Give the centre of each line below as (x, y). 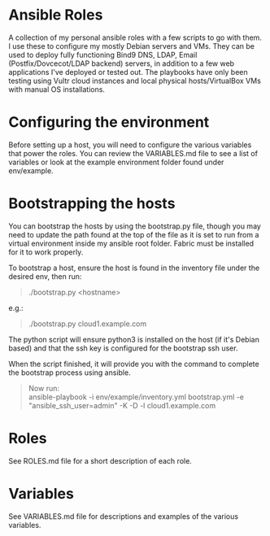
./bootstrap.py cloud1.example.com (87, 324)
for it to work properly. (46, 252)
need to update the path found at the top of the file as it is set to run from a (134, 234)
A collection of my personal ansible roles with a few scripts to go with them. (135, 37)
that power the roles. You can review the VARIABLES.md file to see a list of (133, 153)
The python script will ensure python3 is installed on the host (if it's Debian (134, 339)
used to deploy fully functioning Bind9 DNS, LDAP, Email (103, 54)
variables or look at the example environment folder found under (116, 162)
